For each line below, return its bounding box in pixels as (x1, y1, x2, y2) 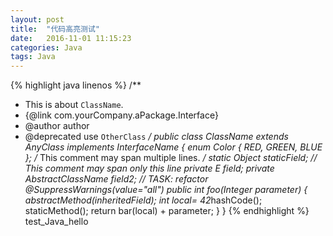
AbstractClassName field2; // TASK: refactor (24, 173, 209, 185)
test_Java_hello (24, 216, 89, 228)
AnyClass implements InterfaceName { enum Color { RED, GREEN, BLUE (24, 141, 323, 153)
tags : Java (10, 52, 56, 62)
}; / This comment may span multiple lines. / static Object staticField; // (24, 152, 318, 164)
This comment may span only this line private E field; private (24, 162, 275, 175)
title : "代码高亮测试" (10, 24, 100, 34)
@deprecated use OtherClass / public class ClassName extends (24, 131, 289, 143)
